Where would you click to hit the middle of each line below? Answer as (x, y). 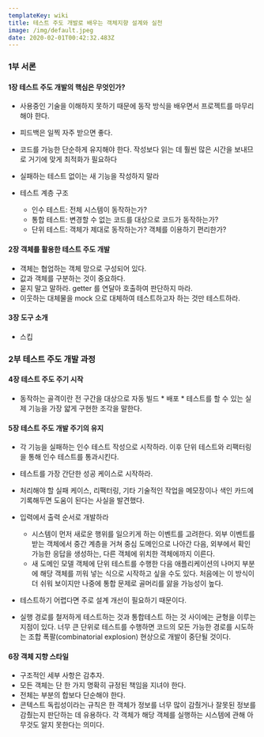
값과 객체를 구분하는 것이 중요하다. (72, 278)
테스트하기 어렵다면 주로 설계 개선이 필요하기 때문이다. (103, 600)
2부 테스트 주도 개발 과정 (52, 359)
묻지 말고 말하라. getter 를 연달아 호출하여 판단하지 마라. (106, 288)
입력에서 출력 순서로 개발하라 (64, 517)
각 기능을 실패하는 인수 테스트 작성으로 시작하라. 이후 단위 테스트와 (122, 447)
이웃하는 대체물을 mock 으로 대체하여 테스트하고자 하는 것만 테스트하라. (130, 298)
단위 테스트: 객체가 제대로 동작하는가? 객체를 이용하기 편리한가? (129, 229)
